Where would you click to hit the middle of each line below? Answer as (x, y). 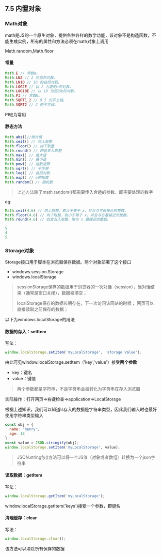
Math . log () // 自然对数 (27, 173)
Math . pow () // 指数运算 (27, 164)
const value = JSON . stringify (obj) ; (42, 443)
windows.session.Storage (38, 272)
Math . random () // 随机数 (29, 182)
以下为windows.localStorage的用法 (40, 320)
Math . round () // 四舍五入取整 (33, 151)
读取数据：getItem (24, 475)
